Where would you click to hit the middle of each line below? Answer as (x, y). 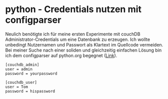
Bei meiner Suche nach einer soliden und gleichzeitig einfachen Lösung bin (83, 50)
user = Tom (17, 87)
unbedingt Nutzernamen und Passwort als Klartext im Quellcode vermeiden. (84, 44)
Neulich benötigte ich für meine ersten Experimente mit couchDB (73, 34)
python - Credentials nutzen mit (73, 9)
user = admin (19, 69)
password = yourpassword (31, 73)
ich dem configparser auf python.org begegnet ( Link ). (61, 55)
